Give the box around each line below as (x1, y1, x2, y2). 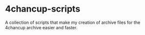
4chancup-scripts (5, 3, 81, 15)
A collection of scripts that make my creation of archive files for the (5, 19, 141, 25)
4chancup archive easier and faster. (5, 24, 78, 30)
